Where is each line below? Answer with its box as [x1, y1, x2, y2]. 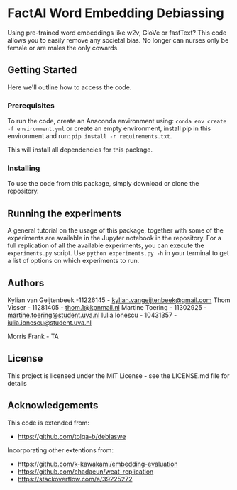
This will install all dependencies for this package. [7, 145, 153, 154]
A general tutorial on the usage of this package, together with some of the [7, 226, 224, 235]
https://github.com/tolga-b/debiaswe [17, 432, 126, 440]
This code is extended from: [7, 418, 90, 427]
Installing [7, 163, 40, 173]
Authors [7, 277, 45, 289]
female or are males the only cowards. [7, 43, 119, 52]
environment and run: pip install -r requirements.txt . [7, 132, 172, 140]
